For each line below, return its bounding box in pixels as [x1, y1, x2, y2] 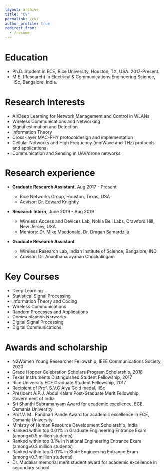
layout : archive [5, 7, 39, 12]
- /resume [9, 30, 30, 35]
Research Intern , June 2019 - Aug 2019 [12, 208, 94, 214]
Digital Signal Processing [12, 319, 64, 325]
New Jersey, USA [19, 223, 56, 229]
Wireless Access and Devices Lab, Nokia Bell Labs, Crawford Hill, [19, 218, 155, 224]
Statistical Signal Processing [12, 293, 71, 299]
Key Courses [5, 271, 60, 282]
